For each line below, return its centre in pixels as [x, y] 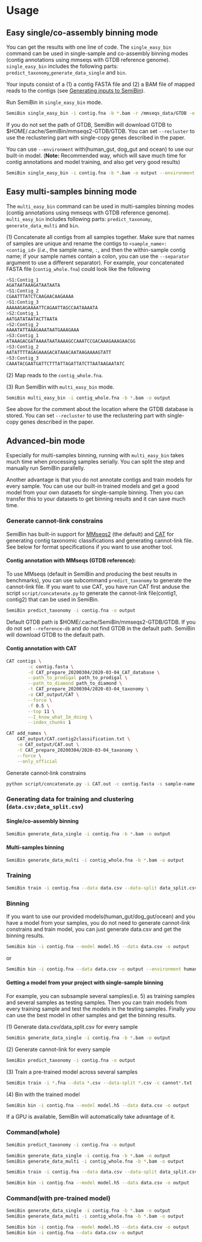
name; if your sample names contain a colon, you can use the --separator [98, 256]
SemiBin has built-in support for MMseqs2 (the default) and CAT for [90, 534]
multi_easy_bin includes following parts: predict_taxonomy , [79, 219]
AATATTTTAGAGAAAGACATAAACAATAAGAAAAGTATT [59, 352]
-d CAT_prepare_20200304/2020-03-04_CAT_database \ [94, 672]
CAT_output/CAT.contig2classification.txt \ [74, 739]
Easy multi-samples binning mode [72, 192]
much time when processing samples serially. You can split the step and [96, 462]
